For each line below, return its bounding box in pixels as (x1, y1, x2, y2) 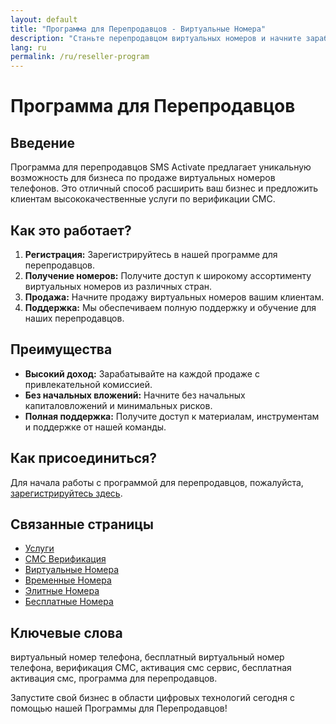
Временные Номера (24, 574, 112, 586)
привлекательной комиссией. (24, 378, 153, 390)
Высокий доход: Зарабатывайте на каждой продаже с (24, 367, 260, 380)
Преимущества (10, 341, 113, 358)
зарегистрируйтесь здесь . (10, 487, 123, 499)
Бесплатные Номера (24, 596, 114, 608)
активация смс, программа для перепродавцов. (10, 672, 218, 685)
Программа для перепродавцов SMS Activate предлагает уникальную (10, 161, 312, 173)
